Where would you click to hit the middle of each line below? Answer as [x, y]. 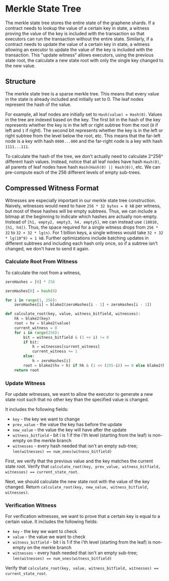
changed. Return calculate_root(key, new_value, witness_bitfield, [77, 487]
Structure [21, 82]
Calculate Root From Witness [41, 261]
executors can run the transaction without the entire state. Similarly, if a [79, 39]
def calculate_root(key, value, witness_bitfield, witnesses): [73, 314]
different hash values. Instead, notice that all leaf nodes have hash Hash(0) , [83, 162]
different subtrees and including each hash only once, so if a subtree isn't [81, 243]
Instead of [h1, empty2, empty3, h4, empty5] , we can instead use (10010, [82, 222]
